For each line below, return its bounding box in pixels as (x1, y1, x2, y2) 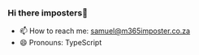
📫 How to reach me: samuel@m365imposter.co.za (19, 26, 191, 36)
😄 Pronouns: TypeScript (19, 38, 102, 48)
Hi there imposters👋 (7, 7, 89, 19)
